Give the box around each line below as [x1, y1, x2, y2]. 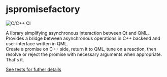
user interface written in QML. [6, 40, 69, 46]
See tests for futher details [6, 66, 61, 72]
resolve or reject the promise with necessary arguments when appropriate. [6, 51, 162, 57]
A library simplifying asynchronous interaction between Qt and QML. [6, 30, 149, 36]
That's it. [6, 56, 24, 62]
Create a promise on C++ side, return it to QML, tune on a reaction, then [6, 46, 157, 52]
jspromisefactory [6, 4, 80, 15]
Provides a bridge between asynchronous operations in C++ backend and [6, 35, 160, 41]
